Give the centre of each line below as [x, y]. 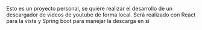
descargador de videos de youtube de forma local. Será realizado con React [101, 15]
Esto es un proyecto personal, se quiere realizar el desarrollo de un [90, 9]
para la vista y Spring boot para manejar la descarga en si [78, 21]
